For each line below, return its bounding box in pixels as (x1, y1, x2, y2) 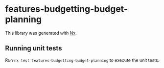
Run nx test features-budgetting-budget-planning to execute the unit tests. (5, 57, 160, 63)
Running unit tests (5, 44, 62, 52)
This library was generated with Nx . (5, 30, 77, 36)
